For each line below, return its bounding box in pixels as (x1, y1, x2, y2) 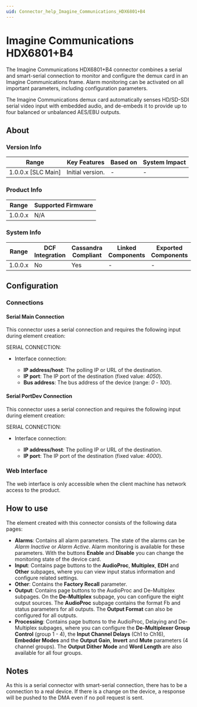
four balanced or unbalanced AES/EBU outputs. (6, 108, 121, 115)
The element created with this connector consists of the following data (6, 519, 177, 526)
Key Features (66, 158, 105, 166)
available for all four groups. (14, 649, 83, 656)
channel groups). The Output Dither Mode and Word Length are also (14, 643, 182, 650)
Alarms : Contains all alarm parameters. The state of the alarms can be (14, 537, 185, 544)
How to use (6, 504, 48, 514)
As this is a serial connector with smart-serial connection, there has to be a (6, 682, 188, 689)
